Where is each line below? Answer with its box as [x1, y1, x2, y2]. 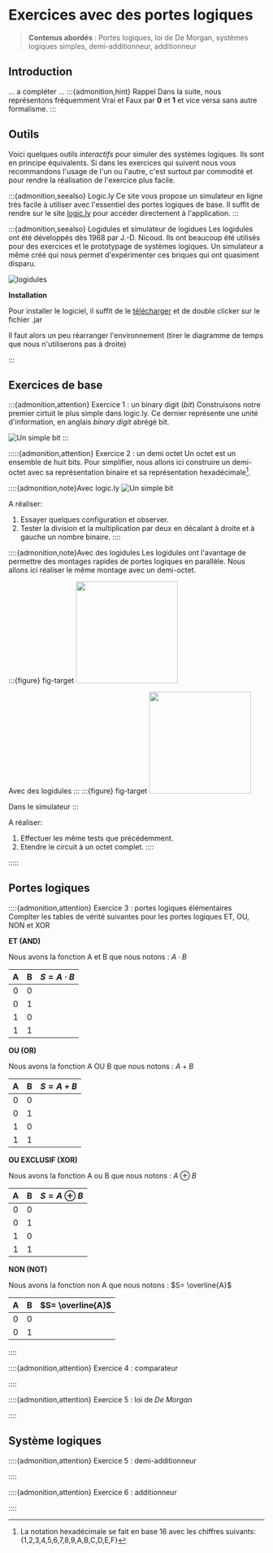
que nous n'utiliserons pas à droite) [8, 339, 127, 349]
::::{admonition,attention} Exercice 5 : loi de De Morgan [8, 1394, 193, 1404]
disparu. [8, 258, 37, 268]
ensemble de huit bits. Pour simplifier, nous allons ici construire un [8, 458, 231, 467]
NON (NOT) [8, 1264, 48, 1274]
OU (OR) [8, 1045, 37, 1055]
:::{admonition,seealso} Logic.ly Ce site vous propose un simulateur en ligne [8, 191, 263, 200]
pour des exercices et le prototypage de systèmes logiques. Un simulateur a [8, 241, 264, 251]
